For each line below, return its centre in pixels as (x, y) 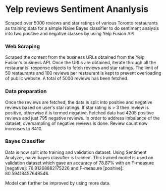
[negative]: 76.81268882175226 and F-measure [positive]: (64, 168)
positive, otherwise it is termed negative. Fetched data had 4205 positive (80, 112)
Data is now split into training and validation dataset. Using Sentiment (76, 152)
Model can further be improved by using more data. (58, 183)
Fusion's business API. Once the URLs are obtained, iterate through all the (81, 63)
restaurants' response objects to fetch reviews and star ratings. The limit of (82, 68)
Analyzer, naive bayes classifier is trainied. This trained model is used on (79, 157)
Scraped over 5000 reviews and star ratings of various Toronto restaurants (82, 23)
